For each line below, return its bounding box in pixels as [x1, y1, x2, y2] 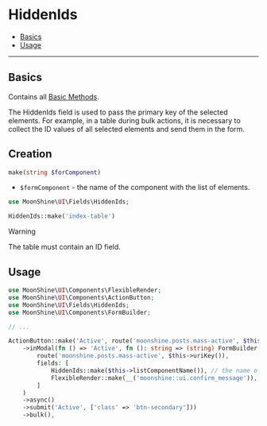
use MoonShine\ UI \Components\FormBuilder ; [8, 308, 151, 316]
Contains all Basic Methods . [8, 91, 99, 101]
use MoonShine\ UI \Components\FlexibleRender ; [8, 286, 161, 294]
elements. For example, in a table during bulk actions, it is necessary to [8, 115, 241, 125]
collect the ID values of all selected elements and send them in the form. [8, 124, 245, 134]
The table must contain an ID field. [8, 242, 121, 252]
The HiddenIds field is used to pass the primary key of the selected [8, 107, 228, 117]
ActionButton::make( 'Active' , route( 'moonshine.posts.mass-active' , [8, 337, 240, 345]
